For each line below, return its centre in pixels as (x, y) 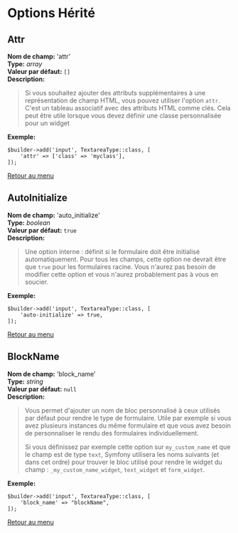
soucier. (36, 282)
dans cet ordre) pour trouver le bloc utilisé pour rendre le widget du (123, 462)
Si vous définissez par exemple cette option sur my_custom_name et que (128, 447)
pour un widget (47, 123)
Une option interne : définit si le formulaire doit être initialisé (112, 251)
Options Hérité (52, 13)
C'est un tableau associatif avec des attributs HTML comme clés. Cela (128, 108)
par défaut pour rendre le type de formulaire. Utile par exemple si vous (128, 418)
